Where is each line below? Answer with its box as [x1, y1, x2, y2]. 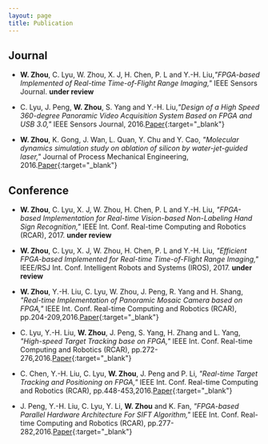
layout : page [8, 11, 52, 20]
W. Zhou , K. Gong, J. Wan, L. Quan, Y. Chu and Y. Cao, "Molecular [19, 135, 239, 145]
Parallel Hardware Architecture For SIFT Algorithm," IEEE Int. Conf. [19, 410, 239, 420]
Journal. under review [19, 87, 94, 97]
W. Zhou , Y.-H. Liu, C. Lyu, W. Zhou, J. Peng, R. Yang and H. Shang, [19, 287, 244, 297]
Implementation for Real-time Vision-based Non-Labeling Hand [42, 214, 253, 223]
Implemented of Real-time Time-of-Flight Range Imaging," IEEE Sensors [19, 78, 258, 88]
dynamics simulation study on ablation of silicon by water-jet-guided [19, 143, 248, 153]
